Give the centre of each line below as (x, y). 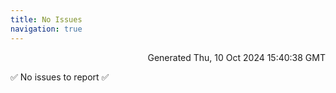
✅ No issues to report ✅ (60, 77)
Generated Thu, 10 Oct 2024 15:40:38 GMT (236, 57)
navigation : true (46, 29)
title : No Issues (46, 19)
